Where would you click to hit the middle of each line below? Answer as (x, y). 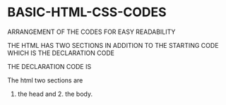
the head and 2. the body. (55, 94)
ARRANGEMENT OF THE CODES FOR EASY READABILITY (91, 32)
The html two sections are (45, 80)
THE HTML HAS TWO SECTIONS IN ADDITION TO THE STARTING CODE (113, 45)
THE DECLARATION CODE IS (49, 66)
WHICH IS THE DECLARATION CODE (61, 53)
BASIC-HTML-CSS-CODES (87, 12)
